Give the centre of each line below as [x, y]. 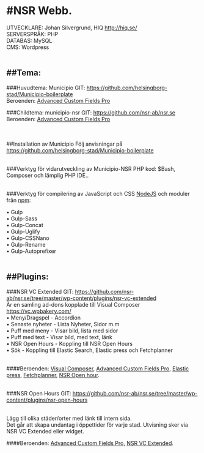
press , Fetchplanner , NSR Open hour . [53, 375]
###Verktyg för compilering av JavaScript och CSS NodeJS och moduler [98, 193]
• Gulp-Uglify [23, 231]
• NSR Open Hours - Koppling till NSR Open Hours [70, 343]
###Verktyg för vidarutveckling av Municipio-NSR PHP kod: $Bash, [91, 168]
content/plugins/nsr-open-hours [47, 400]
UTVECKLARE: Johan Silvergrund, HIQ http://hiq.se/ [72, 28]
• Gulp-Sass [22, 219]
